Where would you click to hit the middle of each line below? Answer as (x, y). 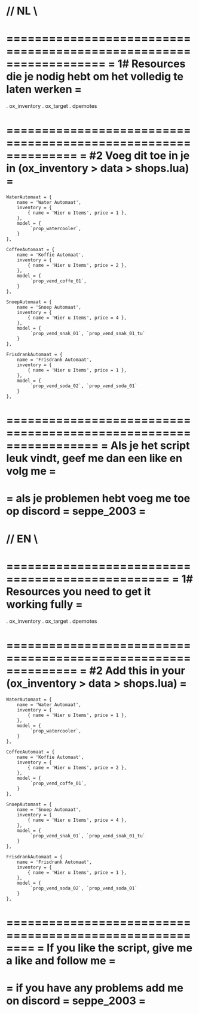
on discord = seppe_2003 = (76, 1001)
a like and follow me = (61, 961)
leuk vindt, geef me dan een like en (94, 458)
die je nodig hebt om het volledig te (95, 77)
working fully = (45, 604)
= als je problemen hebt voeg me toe (98, 498)
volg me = (31, 471)
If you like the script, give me (120, 948)
